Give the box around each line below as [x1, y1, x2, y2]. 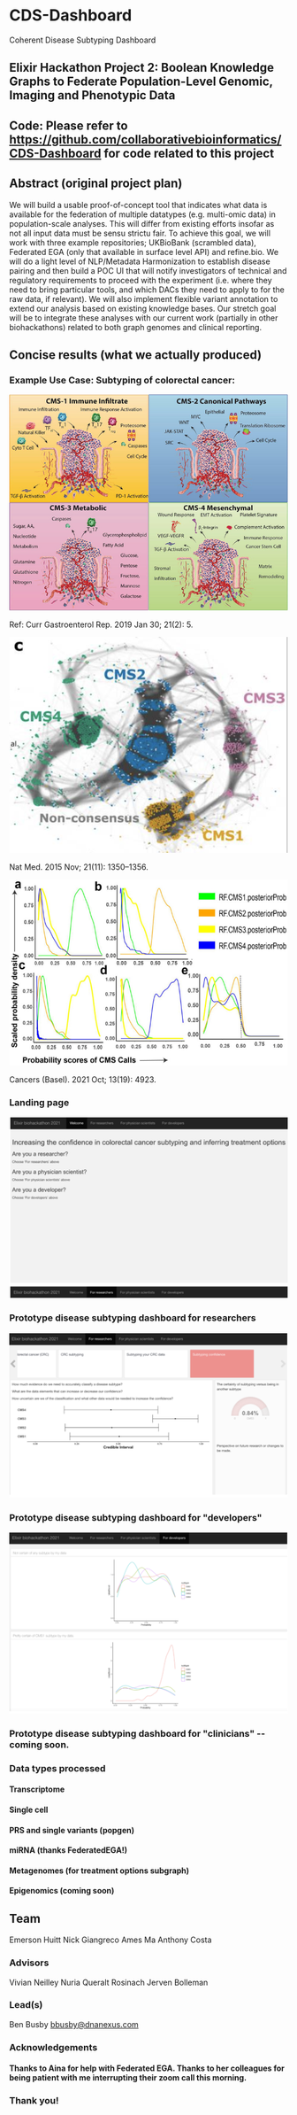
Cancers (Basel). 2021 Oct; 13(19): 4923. [9, 1073, 156, 1085]
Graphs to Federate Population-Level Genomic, [9, 74, 273, 89]
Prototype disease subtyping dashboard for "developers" [9, 1512, 263, 1524]
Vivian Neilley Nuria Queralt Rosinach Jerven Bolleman [9, 1977, 209, 1987]
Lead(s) [9, 1999, 43, 2011]
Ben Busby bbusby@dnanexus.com [9, 2018, 139, 2029]
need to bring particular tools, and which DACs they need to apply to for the [9, 284, 286, 295]
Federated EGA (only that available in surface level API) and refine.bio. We [9, 246, 279, 257]
